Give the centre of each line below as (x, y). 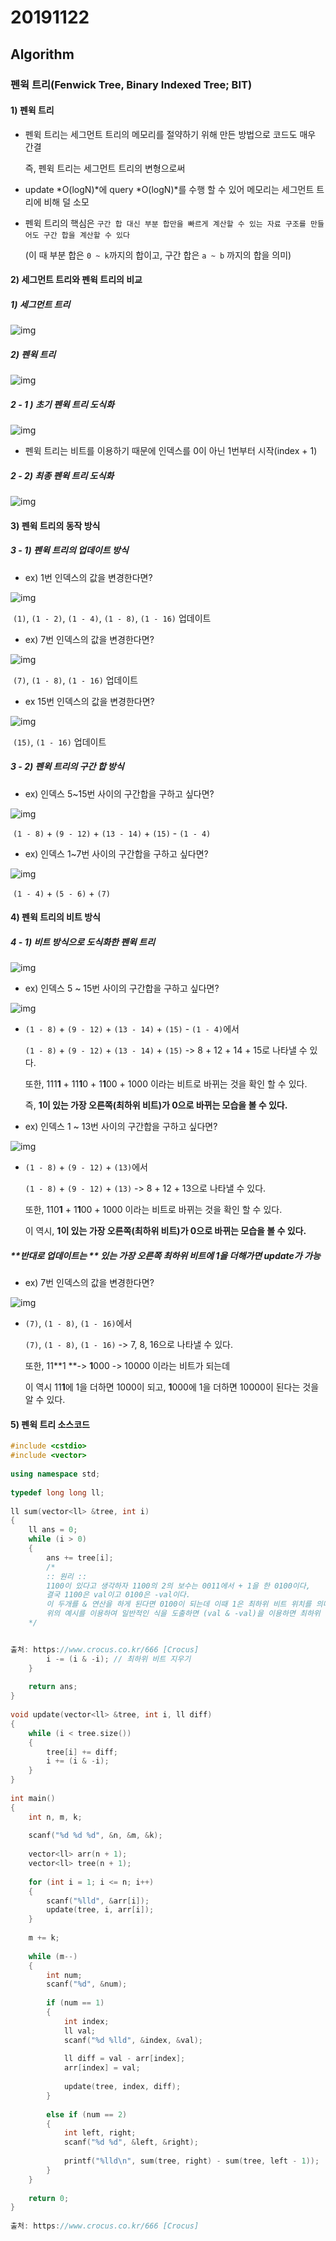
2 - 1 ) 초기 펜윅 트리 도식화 (62, 404)
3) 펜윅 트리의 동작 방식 (55, 525)
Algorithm (42, 54)
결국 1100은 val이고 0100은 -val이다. (118, 1595)
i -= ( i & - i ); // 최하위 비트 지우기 (119, 1659)
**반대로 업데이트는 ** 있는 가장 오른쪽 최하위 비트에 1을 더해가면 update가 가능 (165, 1255)
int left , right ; (100, 2133)
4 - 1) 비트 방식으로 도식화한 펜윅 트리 (83, 942)
